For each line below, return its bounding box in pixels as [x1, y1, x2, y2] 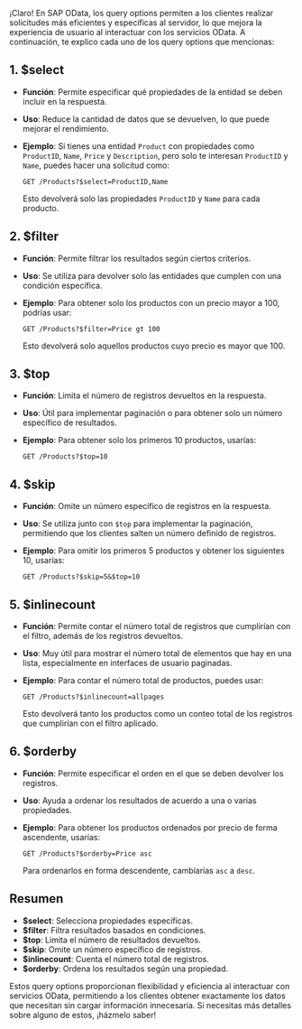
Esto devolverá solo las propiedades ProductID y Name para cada [22, 193, 261, 204]
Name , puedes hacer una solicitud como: [22, 160, 169, 171]
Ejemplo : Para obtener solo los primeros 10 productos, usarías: [22, 435, 257, 446]
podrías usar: [22, 307, 72, 318]
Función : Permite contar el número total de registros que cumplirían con [22, 621, 291, 632]
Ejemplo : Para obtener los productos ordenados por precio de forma [22, 821, 278, 833]
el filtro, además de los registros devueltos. [22, 631, 183, 642]
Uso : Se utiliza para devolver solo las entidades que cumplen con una [22, 270, 282, 281]
